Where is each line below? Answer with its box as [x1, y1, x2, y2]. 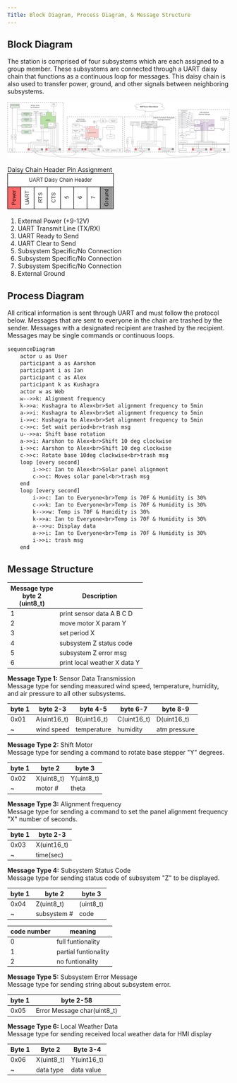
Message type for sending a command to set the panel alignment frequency [7, 807, 228, 816]
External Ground [17, 270, 66, 278]
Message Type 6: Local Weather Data [7, 1022, 119, 1031]
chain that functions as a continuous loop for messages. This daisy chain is [7, 72, 226, 81]
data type [36, 1065, 64, 1074]
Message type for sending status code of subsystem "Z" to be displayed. [7, 874, 220, 882]
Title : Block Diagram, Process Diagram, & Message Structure [7, 11, 191, 18]
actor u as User [20, 353, 68, 360]
